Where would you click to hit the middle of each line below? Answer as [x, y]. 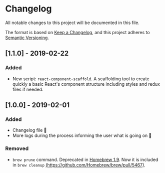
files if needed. [28, 89]
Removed [17, 148]
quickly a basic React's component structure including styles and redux [86, 84]
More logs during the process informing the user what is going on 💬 [82, 135]
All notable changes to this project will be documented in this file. [72, 23]
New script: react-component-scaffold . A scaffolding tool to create [81, 79]
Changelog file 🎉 [29, 130]
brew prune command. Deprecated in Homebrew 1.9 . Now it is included [85, 159]
